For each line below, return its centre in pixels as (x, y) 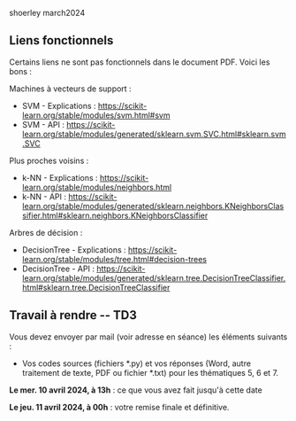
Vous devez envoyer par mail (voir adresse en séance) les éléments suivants (148, 337)
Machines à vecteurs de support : (70, 89)
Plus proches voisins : (49, 160)
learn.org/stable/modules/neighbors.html (97, 187)
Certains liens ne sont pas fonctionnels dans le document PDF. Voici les (140, 62)
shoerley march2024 (47, 13)
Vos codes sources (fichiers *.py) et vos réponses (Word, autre (137, 363)
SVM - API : (43, 124)
